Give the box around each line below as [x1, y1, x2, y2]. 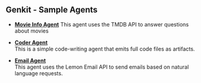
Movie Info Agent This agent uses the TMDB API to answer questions [14, 20, 189, 28]
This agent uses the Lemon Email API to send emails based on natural [14, 63, 189, 70]
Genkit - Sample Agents [5, 5, 98, 15]
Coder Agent [14, 38, 48, 46]
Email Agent [14, 57, 46, 64]
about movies [14, 27, 49, 34]
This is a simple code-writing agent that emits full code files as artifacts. [14, 45, 196, 52]
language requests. [14, 69, 63, 77]
